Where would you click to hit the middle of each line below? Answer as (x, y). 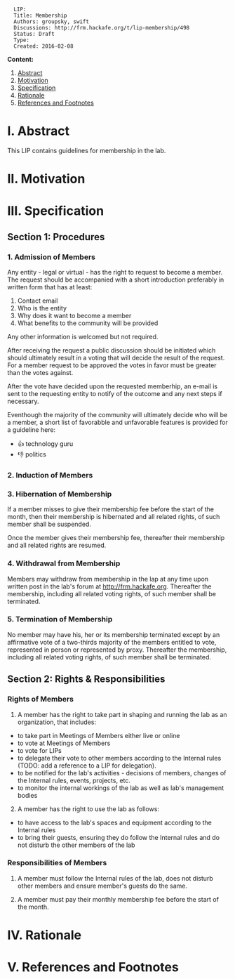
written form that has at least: (50, 287)
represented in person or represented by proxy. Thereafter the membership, (117, 650)
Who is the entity (42, 308)
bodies (27, 795)
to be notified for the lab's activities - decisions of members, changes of (122, 773)
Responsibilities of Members (57, 863)
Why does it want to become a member (74, 316)
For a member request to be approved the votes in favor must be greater (112, 365)
